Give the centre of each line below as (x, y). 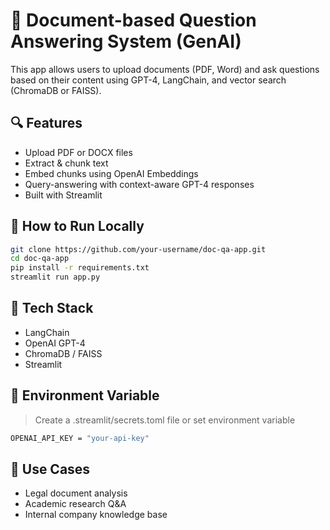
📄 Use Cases (50, 469)
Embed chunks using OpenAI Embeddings (111, 173)
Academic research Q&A (75, 504)
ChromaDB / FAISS (63, 353)
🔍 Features (46, 123)
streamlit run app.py (55, 277)
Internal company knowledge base (96, 515)
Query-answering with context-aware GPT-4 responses (139, 184)
